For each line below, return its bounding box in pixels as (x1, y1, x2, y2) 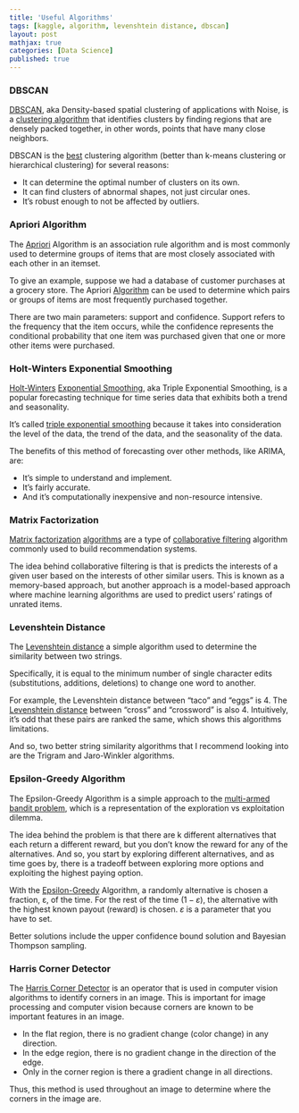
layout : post (9, 30, 58, 38)
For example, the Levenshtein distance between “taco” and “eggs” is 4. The (9, 695, 287, 706)
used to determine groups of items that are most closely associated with (9, 248, 275, 259)
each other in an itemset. (9, 257, 101, 268)
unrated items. (9, 599, 62, 610)
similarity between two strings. (9, 651, 122, 662)
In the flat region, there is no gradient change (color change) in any (21, 1029, 270, 1040)
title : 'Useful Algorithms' (9, 13, 114, 22)
